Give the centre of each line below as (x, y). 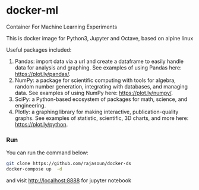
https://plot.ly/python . (41, 124)
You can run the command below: (48, 153)
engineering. (30, 105)
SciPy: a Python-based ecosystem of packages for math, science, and (101, 99)
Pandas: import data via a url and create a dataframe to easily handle (99, 61)
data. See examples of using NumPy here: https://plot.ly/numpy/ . (94, 93)
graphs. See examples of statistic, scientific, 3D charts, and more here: (102, 118)
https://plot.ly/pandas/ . (43, 74)
